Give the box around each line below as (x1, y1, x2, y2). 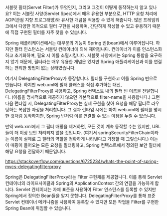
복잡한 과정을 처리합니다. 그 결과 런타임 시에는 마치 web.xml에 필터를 (18, 107, 153, 112)
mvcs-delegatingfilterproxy (5, 164, 61, 170)
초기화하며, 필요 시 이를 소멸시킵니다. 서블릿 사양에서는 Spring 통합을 (14, 52, 149, 58)
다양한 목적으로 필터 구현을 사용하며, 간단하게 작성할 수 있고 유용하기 (18, 23, 152, 29)
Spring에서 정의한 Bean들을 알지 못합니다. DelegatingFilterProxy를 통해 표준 (5, 193, 156, 199)
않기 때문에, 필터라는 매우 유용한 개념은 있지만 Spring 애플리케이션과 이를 (10, 59, 153, 64)
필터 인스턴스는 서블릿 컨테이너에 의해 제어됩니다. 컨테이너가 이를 (14, 46, 141, 52)
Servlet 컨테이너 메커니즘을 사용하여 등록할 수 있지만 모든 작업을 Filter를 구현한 (5, 199, 159, 205)
